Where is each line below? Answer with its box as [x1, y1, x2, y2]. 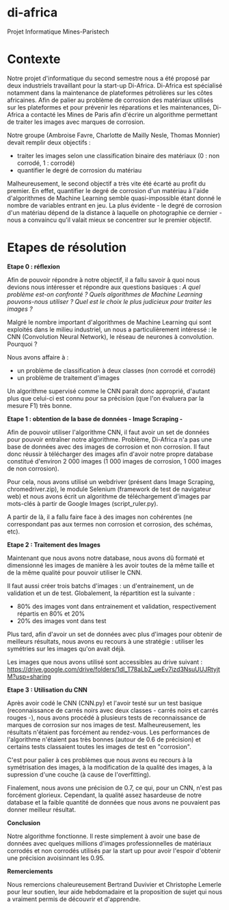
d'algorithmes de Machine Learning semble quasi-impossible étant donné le [7, 194, 221, 202]
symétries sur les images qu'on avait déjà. [7, 644, 126, 653]
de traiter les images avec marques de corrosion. [7, 118, 146, 126]
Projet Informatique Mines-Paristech [7, 27, 109, 36]
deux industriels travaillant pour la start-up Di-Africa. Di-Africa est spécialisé [7, 81, 223, 90]
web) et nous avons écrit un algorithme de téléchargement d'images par [7, 492, 211, 501]
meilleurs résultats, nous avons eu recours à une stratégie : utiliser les [7, 637, 204, 645]
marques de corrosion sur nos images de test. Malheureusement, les [7, 720, 201, 729]
